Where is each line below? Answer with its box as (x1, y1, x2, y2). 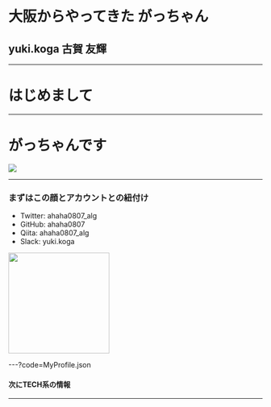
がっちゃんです (8, 136, 107, 155)
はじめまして (8, 86, 94, 105)
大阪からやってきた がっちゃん (8, 7, 209, 26)
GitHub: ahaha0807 (19, 219, 85, 230)
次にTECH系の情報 (8, 380, 71, 389)
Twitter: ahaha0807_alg (19, 211, 98, 221)
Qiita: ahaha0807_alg (19, 228, 90, 238)
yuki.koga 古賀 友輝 (8, 42, 107, 56)
